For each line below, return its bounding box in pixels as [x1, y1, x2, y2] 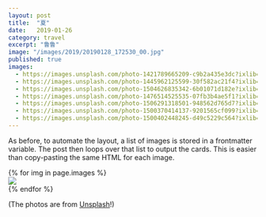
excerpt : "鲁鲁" [8, 41, 59, 49]
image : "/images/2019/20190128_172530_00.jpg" [8, 48, 165, 56]
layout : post [8, 11, 51, 20]
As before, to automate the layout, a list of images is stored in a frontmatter [8, 136, 253, 145]
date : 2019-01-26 [8, 26, 73, 34]
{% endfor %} [8, 184, 54, 193]
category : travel [8, 33, 66, 42]
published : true [8, 56, 62, 64]
